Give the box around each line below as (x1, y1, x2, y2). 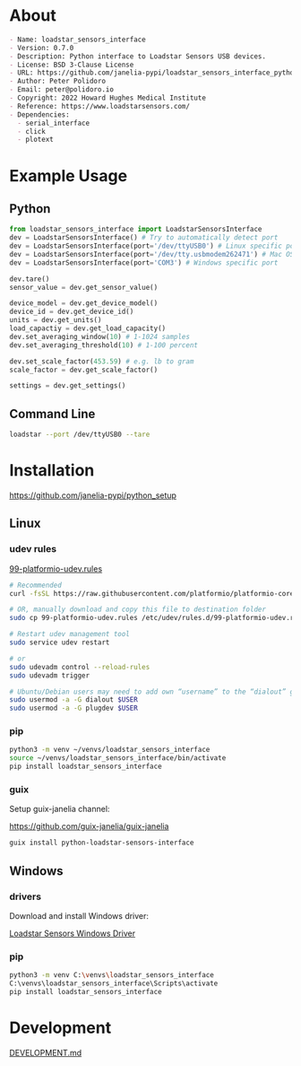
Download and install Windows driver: (9, 910, 150, 921)
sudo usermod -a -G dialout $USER (9, 695, 139, 704)
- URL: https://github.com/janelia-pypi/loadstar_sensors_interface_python (9, 68, 298, 77)
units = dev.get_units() (9, 316, 102, 325)
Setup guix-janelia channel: (9, 804, 110, 815)
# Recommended (9, 581, 63, 590)
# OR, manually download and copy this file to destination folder (9, 605, 267, 615)
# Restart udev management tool (9, 630, 130, 639)
